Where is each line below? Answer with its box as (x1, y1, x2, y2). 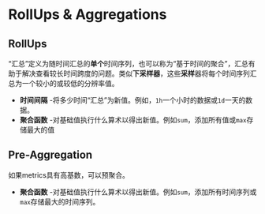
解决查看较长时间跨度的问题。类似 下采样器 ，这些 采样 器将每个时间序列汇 (21, 69, 257, 78)
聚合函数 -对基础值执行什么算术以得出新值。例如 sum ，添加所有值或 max (19, 115, 247, 124)
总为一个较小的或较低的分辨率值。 (8, 79, 119, 88)
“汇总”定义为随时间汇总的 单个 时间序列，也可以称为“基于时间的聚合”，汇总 (8, 59, 248, 68)
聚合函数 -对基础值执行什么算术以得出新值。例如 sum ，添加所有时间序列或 (19, 187, 257, 197)
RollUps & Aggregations (8, 6, 167, 24)
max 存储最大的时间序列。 (19, 197, 100, 206)
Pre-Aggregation (8, 148, 93, 162)
